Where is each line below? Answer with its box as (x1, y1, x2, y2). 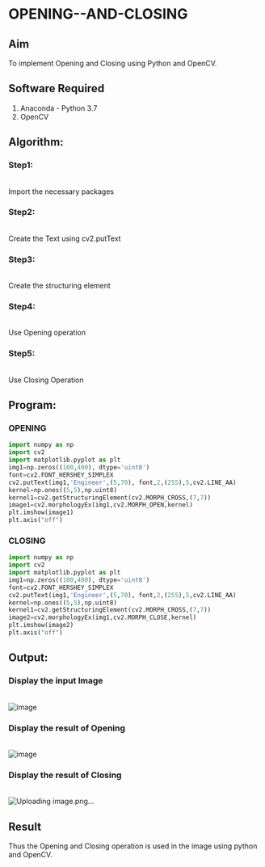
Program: (8, 398, 57, 412)
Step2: (8, 207, 36, 218)
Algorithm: (8, 135, 64, 149)
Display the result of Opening (8, 722, 126, 734)
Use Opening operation (8, 328, 86, 338)
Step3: (8, 254, 36, 265)
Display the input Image (8, 676, 103, 687)
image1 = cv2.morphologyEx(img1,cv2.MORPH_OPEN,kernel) (8, 501, 194, 509)
